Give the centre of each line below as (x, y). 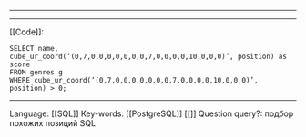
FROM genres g (36, 73)
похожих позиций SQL (53, 123)
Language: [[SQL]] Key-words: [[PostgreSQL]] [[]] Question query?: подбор (152, 113)
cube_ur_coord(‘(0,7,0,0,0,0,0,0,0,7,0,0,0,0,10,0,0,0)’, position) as (148, 56)
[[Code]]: (26, 32)
